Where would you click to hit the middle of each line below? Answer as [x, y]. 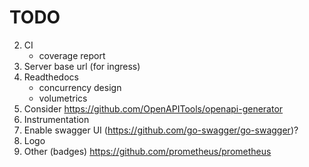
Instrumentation [56, 119]
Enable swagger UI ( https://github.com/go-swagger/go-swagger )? [161, 130]
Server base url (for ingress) [82, 66]
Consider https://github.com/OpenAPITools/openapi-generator [153, 108]
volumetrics [63, 98]
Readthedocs [51, 77]
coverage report [72, 55]
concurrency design [80, 87]
